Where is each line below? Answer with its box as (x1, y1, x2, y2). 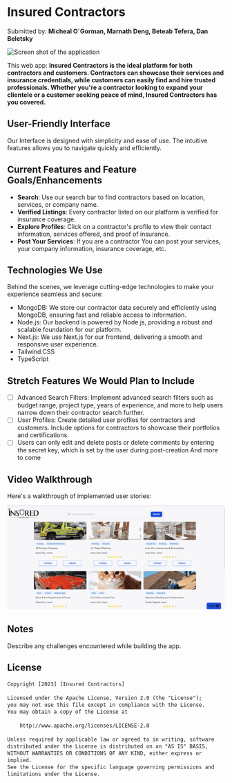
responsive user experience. (17, 340, 99, 349)
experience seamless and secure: (7, 290, 104, 298)
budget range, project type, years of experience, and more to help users (17, 401, 223, 409)
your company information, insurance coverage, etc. (17, 244, 167, 252)
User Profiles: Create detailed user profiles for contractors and (17, 416, 195, 424)
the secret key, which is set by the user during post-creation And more (17, 446, 219, 454)
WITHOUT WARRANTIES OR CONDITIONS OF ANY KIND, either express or (7, 750, 202, 757)
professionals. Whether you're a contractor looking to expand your (7, 83, 204, 91)
